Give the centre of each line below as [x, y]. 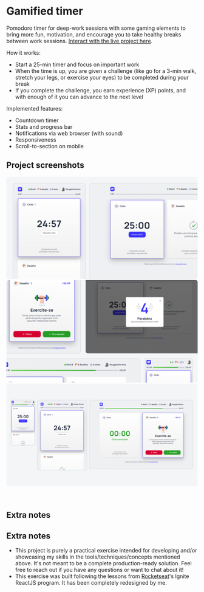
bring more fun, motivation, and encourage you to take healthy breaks [94, 34]
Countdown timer [37, 120]
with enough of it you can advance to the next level [79, 97]
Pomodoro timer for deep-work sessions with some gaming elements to [96, 28]
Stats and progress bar [44, 126]
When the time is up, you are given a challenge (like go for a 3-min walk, [105, 71]
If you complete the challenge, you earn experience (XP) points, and [100, 90]
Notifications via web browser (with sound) [69, 133]
